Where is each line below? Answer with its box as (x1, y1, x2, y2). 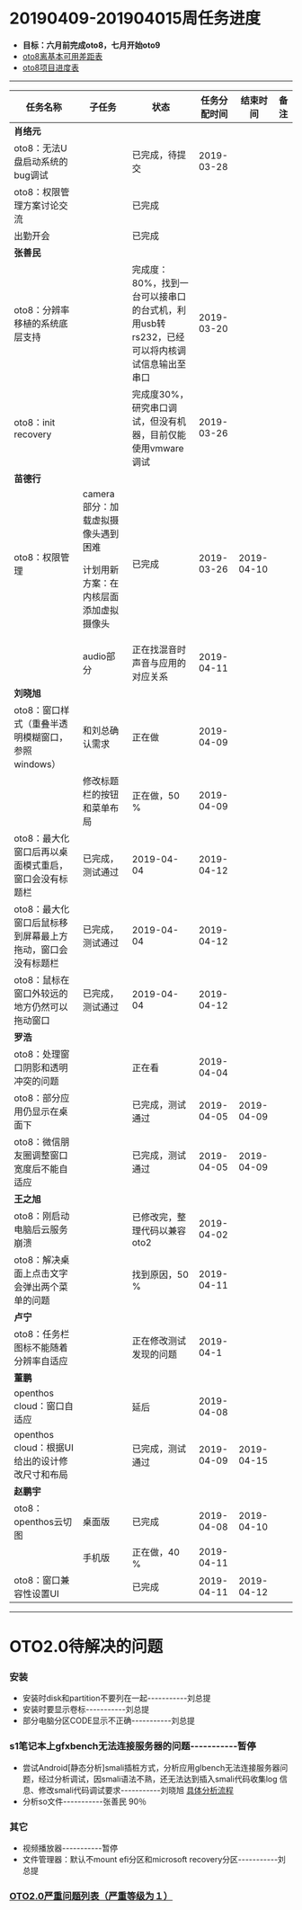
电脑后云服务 (13, 1223, 69, 1236)
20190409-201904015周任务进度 (9, 8, 262, 29)
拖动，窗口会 (13, 943, 69, 956)
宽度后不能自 (13, 1162, 69, 1174)
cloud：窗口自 (13, 1399, 74, 1412)
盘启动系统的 (13, 155, 69, 167)
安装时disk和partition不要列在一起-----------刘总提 (22, 1692, 211, 1704)
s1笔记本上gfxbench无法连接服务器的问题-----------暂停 (9, 1740, 256, 1753)
